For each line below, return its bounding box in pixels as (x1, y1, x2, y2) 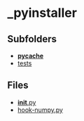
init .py (17, 98, 36, 106)
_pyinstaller (7, 5, 77, 21)
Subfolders (7, 33, 57, 45)
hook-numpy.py (17, 106, 63, 114)
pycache (17, 51, 44, 60)
